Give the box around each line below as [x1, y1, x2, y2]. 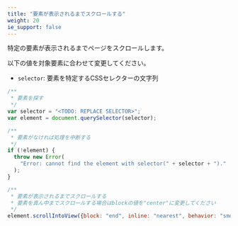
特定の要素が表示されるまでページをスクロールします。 [7, 44, 169, 52]
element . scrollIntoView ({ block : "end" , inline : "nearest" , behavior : [7, 213, 217, 220]
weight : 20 [7, 17, 40, 24]
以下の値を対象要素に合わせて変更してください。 [7, 59, 150, 67]
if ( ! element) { [7, 147, 55, 154]
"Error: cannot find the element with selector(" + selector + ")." [20, 160, 227, 167]
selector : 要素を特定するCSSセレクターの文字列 [17, 74, 159, 82]
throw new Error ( [13, 154, 65, 161]
